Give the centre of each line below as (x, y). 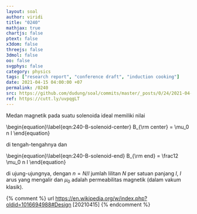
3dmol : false (22, 55)
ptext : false (22, 39)
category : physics (28, 72)
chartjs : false (25, 33)
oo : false (18, 60)
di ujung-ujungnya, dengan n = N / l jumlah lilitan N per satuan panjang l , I (94, 173)
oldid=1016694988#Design (39, 205)
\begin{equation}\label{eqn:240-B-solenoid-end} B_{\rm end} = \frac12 (92, 155)
